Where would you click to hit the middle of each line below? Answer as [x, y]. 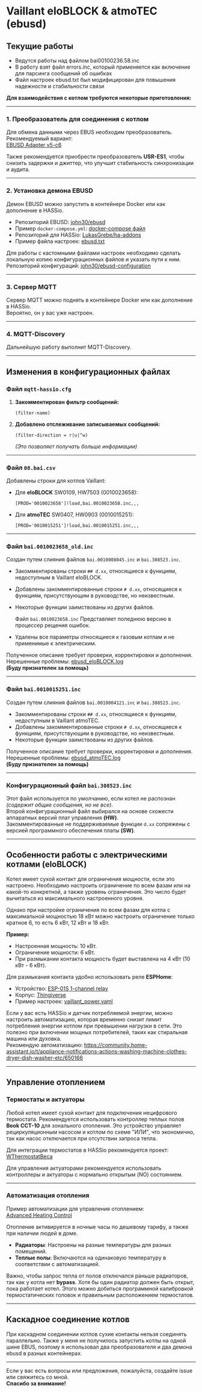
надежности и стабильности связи [60, 86]
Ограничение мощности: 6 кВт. [55, 952]
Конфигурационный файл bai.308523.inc [69, 785]
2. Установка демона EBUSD [50, 191]
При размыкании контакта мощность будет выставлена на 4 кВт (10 [103, 958]
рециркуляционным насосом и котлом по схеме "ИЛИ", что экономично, [100, 1132]
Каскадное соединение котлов [68, 1319]
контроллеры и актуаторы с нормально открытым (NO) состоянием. [95, 1174]
